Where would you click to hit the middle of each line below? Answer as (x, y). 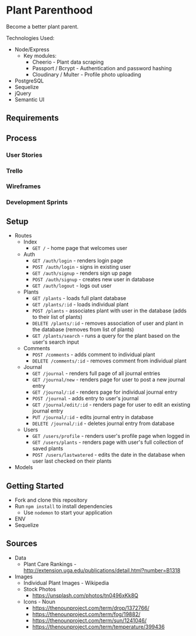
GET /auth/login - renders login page (78, 261)
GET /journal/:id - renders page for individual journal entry (105, 392)
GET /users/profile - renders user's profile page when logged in (111, 436)
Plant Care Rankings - (50, 564)
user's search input (56, 342)
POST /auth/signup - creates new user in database (93, 279)
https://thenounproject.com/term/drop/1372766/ (91, 608)
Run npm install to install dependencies (64, 506)
